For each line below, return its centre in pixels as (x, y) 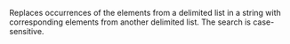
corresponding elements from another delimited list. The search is (130, 22)
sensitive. (27, 31)
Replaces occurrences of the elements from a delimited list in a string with (145, 13)
